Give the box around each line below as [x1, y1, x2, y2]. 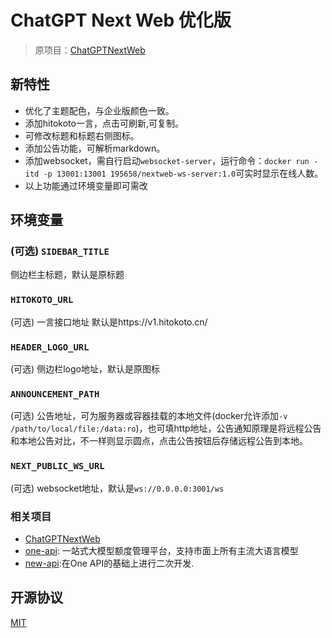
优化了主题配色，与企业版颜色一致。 [24, 104, 175, 116]
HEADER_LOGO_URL [10, 341, 90, 353]
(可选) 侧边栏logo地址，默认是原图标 [10, 363, 160, 375]
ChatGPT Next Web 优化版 [10, 9, 232, 32]
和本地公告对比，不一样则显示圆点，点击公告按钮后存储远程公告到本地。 [10, 435, 308, 447]
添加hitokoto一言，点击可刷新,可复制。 [24, 117, 184, 129]
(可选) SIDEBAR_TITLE [10, 244, 110, 258]
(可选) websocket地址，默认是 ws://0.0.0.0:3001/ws [10, 482, 225, 494]
